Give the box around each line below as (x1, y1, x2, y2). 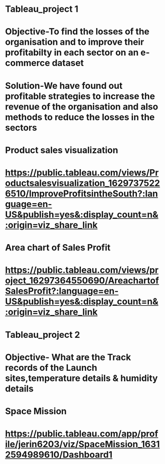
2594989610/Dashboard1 (5, 449, 113, 461)
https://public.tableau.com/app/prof (5, 428, 159, 439)
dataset (51, 58, 84, 69)
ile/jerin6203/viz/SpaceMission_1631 (5, 439, 160, 450)
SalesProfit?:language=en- (5, 286, 119, 297)
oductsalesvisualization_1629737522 (5, 178, 160, 188)
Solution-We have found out (5, 80, 123, 91)
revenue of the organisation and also (5, 101, 159, 112)
